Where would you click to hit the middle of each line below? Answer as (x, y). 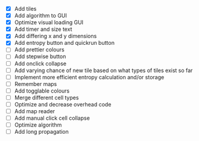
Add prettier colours (39, 50)
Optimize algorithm (38, 125)
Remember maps (36, 84)
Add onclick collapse (40, 64)
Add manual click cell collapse (52, 118)
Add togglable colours (42, 91)
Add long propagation (41, 132)
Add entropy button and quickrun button (65, 43)
